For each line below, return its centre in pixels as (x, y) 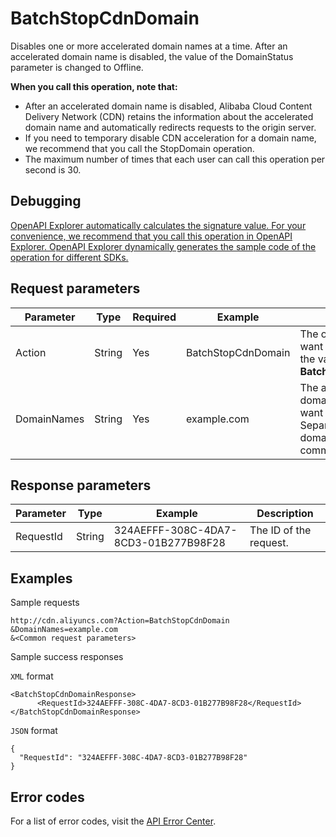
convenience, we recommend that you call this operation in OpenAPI (151, 236)
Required (154, 317)
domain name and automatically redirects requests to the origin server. (170, 127)
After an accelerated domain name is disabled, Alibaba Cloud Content (168, 106)
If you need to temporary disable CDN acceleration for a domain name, (170, 138)
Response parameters (81, 485)
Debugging (46, 201)
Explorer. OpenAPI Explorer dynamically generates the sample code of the (163, 246)
